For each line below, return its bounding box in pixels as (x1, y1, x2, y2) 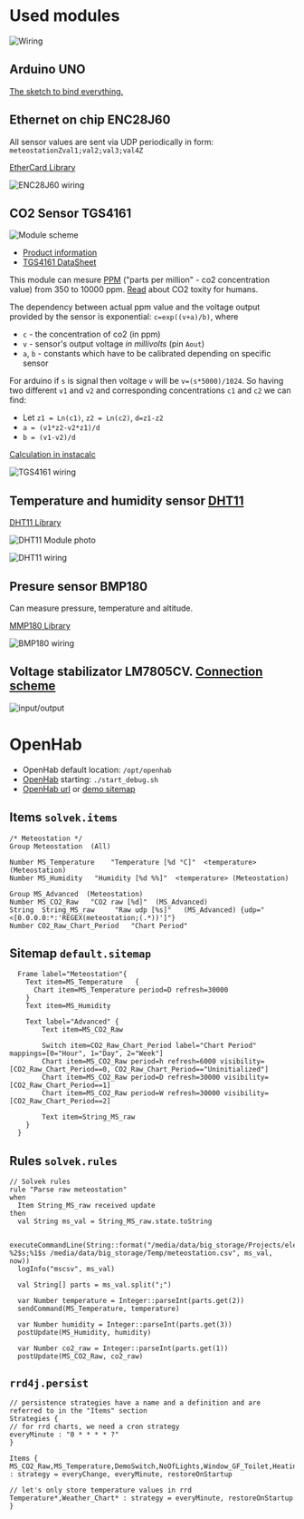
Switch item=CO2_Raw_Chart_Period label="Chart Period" (42, 1041, 257, 1051)
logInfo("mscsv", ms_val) (17, 1265, 116, 1274)
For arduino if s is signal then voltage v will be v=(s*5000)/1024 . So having (9, 376, 284, 387)
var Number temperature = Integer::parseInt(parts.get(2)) (17, 1297, 245, 1306)
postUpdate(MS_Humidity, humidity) (17, 1328, 152, 1338)
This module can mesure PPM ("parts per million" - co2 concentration (9, 274, 270, 286)
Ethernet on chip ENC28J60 (9, 113, 171, 128)
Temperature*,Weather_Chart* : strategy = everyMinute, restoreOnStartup (9, 1494, 294, 1503)
